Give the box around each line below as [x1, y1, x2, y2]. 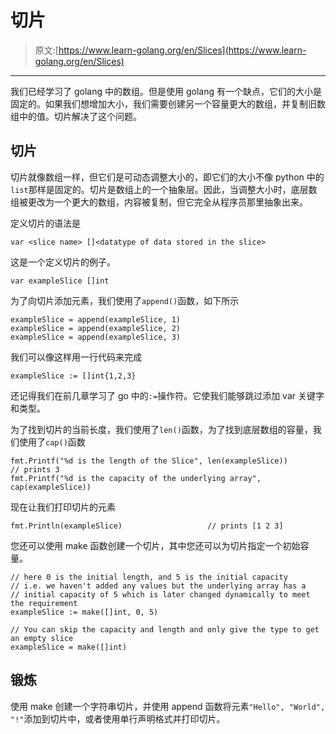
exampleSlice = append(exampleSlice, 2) [10, 323, 182, 333]
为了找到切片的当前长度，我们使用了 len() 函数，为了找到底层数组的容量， [10, 423, 313, 435]
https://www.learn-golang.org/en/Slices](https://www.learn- [58, 44, 307, 56]
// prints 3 [10, 464, 60, 475]
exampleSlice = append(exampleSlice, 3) [10, 332, 182, 342]
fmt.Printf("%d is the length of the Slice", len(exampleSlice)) [10, 456, 288, 466]
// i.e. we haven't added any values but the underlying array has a [10, 581, 307, 591]
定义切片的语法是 [10, 217, 81, 229]
